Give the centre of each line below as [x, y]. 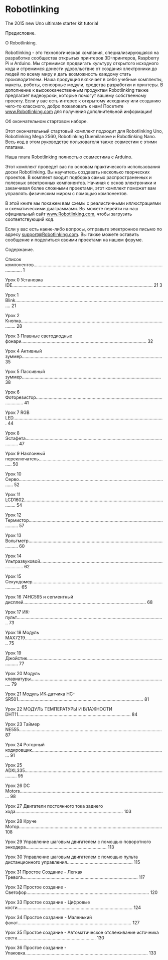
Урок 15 [13, 576]
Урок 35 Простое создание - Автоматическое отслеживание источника [82, 932]
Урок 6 [13, 392]
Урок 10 [13, 474]
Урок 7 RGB [18, 412]
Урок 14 [13, 556]
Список [13, 259]
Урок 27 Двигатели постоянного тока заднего [54, 806]
